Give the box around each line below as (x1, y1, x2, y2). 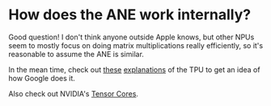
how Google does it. (8, 73, 75, 83)
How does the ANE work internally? (8, 6, 252, 24)
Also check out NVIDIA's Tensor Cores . (8, 88, 139, 98)
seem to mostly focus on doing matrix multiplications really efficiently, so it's (8, 40, 264, 50)
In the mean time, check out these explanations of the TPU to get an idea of (8, 64, 260, 74)
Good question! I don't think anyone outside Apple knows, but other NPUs (8, 32, 255, 42)
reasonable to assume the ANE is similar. (8, 49, 144, 59)
